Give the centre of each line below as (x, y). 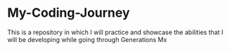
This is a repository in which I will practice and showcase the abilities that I (115, 32)
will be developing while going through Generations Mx (87, 39)
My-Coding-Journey (69, 13)
